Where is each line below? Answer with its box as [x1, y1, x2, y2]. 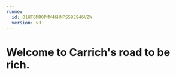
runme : [6, 8, 23, 15]
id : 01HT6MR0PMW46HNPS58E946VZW [11, 14, 93, 20]
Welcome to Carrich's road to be [6, 45, 171, 59]
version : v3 [11, 20, 42, 26]
